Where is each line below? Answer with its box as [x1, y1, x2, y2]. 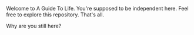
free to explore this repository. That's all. [6, 11, 105, 18]
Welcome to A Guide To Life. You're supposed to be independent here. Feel [6, 5, 189, 12]
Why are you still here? [6, 23, 62, 29]
